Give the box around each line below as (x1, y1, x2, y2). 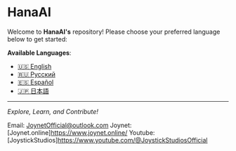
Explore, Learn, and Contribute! (7, 107, 98, 116)
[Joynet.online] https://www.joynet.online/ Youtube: (7, 128, 155, 137)
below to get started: (7, 34, 68, 43)
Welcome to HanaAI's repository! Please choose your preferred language (7, 27, 221, 36)
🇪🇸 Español (17, 78, 54, 86)
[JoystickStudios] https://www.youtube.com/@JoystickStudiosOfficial (7, 136, 209, 144)
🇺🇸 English (17, 62, 52, 70)
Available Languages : (7, 48, 72, 57)
